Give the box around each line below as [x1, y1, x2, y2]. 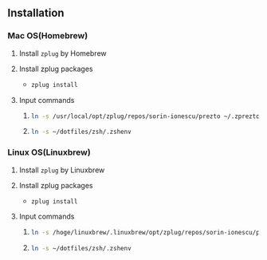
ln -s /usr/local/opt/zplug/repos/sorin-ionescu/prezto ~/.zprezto [30, 112, 260, 120]
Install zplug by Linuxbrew [18, 165, 105, 175]
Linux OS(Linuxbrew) [7, 147, 91, 158]
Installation [7, 6, 65, 20]
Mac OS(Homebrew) [7, 30, 88, 41]
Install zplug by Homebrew [18, 48, 107, 58]
